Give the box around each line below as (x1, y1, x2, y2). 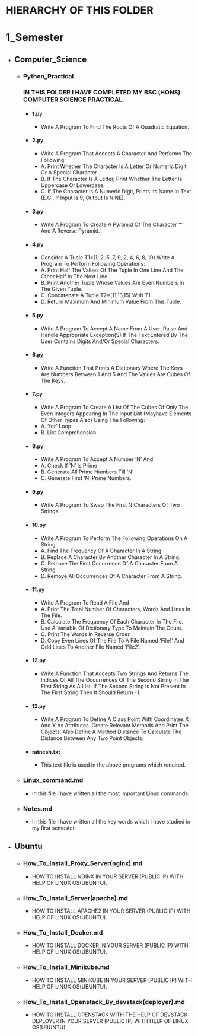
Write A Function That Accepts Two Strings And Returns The (40, 670, 189, 677)
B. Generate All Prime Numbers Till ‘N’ (40, 468, 134, 475)
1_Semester (5, 31, 64, 45)
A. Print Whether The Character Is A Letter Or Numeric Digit (40, 163, 187, 170)
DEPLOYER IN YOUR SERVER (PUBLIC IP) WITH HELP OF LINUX (31, 1017, 189, 1024)
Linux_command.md (23, 776, 84, 784)
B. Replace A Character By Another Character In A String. (40, 553, 181, 561)
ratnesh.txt (31, 748, 60, 755)
